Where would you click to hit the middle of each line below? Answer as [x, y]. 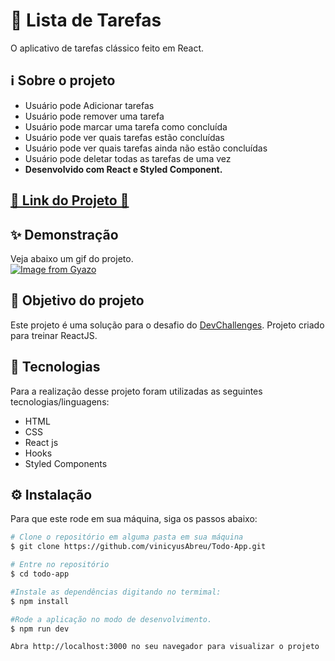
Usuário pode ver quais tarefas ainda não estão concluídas [146, 148]
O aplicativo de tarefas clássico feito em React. [107, 48]
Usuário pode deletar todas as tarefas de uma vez [128, 158]
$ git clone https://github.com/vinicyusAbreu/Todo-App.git [138, 547]
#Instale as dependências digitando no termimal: [116, 592]
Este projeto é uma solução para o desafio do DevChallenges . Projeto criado [167, 325]
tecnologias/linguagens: [60, 401]
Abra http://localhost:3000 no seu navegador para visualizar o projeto [165, 647]
